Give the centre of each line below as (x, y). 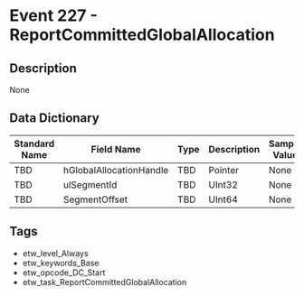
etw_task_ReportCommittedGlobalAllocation (104, 282)
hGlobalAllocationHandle (116, 170)
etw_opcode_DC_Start (64, 273)
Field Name (116, 149)
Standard (34, 143)
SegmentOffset (95, 199)
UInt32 (223, 184)
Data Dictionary (54, 118)
